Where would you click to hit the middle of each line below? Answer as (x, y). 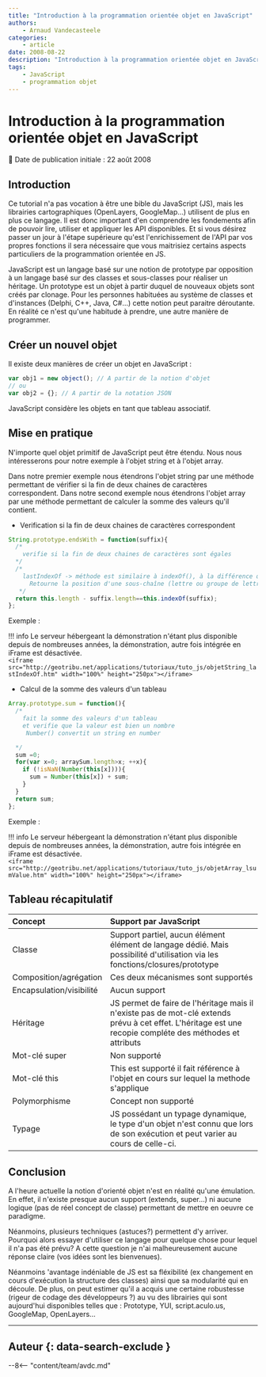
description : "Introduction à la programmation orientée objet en (120, 60)
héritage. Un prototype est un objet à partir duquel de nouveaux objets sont (131, 287)
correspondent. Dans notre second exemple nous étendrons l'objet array (127, 493)
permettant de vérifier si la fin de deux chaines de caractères (108, 485)
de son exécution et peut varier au (173, 1134)
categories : (28, 38)
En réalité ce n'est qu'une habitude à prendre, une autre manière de (118, 312)
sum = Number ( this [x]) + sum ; (79, 777)
